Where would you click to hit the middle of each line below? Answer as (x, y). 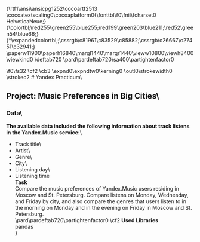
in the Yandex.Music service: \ (44, 132)
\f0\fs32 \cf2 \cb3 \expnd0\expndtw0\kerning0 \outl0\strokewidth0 (89, 71)
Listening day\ (32, 169)
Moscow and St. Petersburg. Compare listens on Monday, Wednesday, (102, 195)
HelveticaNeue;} (26, 21)
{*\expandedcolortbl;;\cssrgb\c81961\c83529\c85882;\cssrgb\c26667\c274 (99, 40)
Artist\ (22, 150)
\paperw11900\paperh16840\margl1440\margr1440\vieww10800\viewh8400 (100, 53)
